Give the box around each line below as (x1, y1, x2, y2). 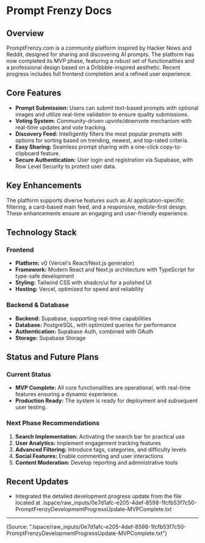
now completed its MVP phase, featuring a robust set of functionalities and (6, 57, 195, 64)
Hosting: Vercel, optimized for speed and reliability (15, 286, 144, 293)
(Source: (6, 523, 28, 531)
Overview (6, 28, 45, 39)
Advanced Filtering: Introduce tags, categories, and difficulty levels (15, 446, 187, 453)
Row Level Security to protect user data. (15, 163, 117, 170)
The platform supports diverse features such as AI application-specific (6, 196, 184, 204)
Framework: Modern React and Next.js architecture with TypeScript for (15, 266, 195, 273)
